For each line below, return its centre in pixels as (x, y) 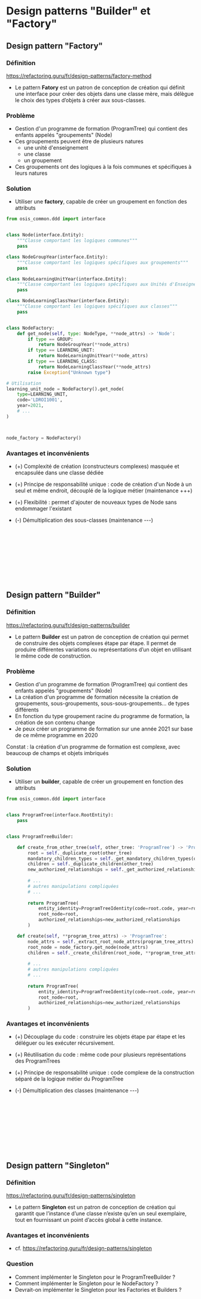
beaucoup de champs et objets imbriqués (57, 753)
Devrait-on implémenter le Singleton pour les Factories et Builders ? (98, 1289)
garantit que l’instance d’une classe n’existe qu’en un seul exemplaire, (100, 1213)
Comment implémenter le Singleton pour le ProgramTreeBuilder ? (95, 1277)
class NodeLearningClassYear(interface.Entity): (68, 301)
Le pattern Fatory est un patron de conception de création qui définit (100, 87)
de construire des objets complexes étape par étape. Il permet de (95, 643)
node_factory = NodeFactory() (44, 438)
